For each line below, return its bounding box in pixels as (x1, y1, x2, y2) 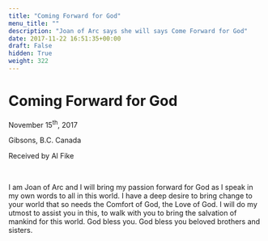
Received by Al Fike (8, 151, 74, 161)
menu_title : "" (8, 19, 60, 27)
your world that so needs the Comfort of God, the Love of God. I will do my (8, 200, 257, 209)
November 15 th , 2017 (8, 118, 79, 129)
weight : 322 (8, 57, 49, 66)
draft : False (8, 42, 53, 50)
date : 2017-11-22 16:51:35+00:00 (8, 34, 121, 43)
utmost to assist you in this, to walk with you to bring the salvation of (8, 208, 237, 218)
